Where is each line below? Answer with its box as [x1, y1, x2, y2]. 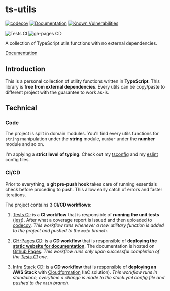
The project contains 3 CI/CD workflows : [5, 201, 92, 208]
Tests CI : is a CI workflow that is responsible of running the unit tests [12, 211, 160, 217]
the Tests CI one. [12, 253, 48, 260]
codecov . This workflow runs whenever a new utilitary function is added [12, 222, 164, 228]
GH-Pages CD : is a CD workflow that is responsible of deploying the [12, 238, 157, 244]
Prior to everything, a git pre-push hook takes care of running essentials [5, 181, 157, 187]
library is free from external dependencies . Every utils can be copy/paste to [5, 83, 165, 90]
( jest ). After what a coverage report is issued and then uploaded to [12, 217, 152, 223]
